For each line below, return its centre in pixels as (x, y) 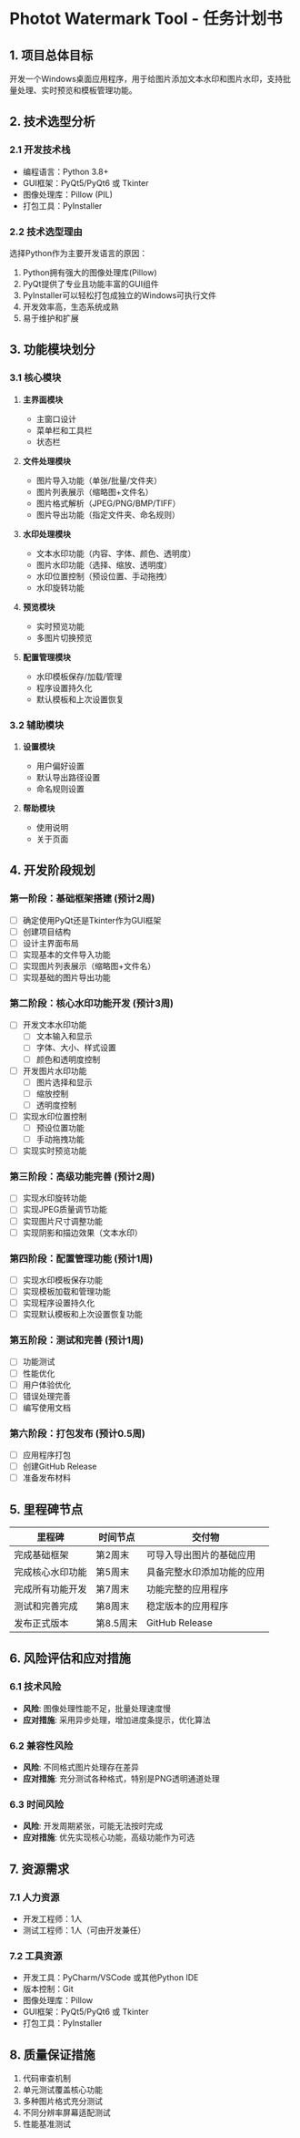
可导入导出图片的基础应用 (201, 1555)
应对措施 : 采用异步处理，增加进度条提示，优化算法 (116, 1720)
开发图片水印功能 (55, 1070)
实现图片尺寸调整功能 (62, 1221)
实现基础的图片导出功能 (66, 977)
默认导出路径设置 (68, 777)
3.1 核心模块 (35, 377)
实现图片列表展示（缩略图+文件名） (89, 966)
